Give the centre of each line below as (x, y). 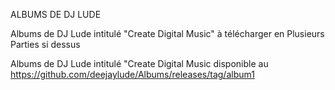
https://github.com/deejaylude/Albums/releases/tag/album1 (132, 74)
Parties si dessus (45, 44)
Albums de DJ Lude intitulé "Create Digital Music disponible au (139, 63)
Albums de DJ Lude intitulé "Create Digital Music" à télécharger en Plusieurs (167, 33)
